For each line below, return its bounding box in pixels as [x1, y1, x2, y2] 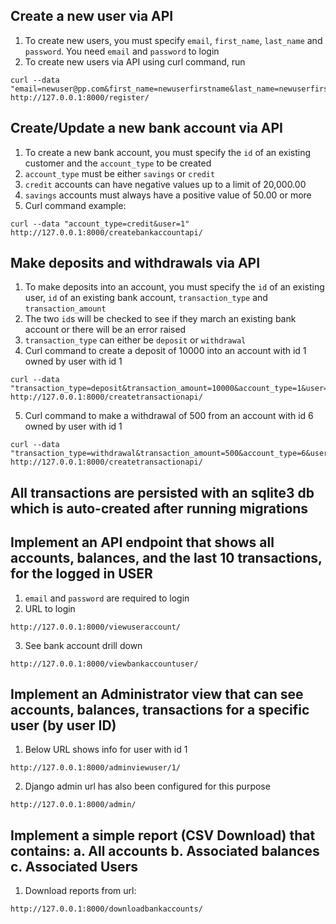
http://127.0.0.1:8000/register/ [10, 92, 150, 103]
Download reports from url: [24, 885, 137, 897]
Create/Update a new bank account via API [10, 120, 284, 137]
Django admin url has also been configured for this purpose [24, 780, 271, 793]
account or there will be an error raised [24, 324, 187, 336]
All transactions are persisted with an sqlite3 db [10, 484, 315, 501]
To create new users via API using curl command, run [24, 55, 246, 68]
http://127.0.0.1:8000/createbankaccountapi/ [10, 227, 203, 238]
